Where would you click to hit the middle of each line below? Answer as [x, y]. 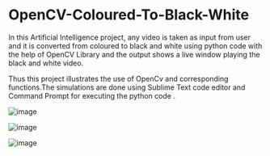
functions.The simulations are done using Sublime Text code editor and [127, 87]
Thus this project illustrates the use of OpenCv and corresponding [118, 78]
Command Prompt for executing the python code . [92, 95]
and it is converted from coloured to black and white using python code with [135, 45]
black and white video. [46, 63]
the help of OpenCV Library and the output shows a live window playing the [134, 54]
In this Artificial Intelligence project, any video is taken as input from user [130, 37]
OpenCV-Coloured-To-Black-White [129, 15]
